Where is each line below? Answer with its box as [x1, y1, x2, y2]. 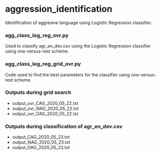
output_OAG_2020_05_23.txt [12, 145, 70, 151]
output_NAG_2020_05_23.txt [12, 139, 70, 145]
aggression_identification [5, 3, 112, 15]
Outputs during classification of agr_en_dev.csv [5, 123, 123, 129]
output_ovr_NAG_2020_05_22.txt [12, 105, 79, 111]
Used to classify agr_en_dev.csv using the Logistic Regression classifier [5, 43, 151, 49]
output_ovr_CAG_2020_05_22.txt [12, 100, 79, 106]
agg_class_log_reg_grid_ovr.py [5, 60, 81, 67]
